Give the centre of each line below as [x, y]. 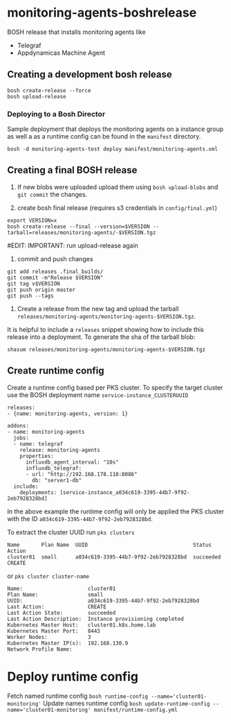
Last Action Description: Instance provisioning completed [96, 619]
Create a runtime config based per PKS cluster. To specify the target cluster [115, 387]
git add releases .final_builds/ [55, 272]
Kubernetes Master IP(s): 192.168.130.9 [68, 643]
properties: [37, 456]
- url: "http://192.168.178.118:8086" [81, 474]
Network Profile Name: [40, 649]
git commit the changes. [52, 194]
